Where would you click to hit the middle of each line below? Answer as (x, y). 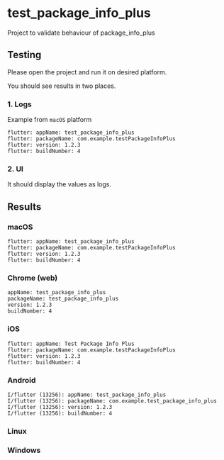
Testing (24, 55)
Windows (24, 450)
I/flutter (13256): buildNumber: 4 (60, 413)
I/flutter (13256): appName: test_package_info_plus (87, 395)
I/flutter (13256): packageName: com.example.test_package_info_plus (112, 401)
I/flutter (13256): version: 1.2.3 (60, 407)
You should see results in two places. (62, 86)
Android (22, 380)
